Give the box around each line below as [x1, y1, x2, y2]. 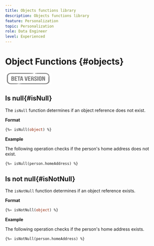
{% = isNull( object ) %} [5, 127, 52, 132]
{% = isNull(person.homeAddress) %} [5, 161, 78, 166]
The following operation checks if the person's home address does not [5, 146, 150, 151]
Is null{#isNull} [5, 94, 52, 102]
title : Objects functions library [5, 8, 77, 13]
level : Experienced [5, 34, 45, 39]
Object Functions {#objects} [5, 56, 124, 67]
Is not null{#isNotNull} [5, 175, 76, 183]
